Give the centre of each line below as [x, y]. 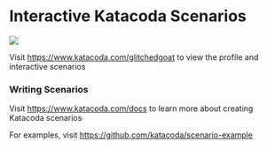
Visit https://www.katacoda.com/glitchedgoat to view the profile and [134, 57]
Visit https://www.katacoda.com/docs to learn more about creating [131, 108]
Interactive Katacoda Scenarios [128, 16]
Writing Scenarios [49, 89]
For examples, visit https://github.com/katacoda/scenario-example [131, 135]
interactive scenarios [47, 66]
